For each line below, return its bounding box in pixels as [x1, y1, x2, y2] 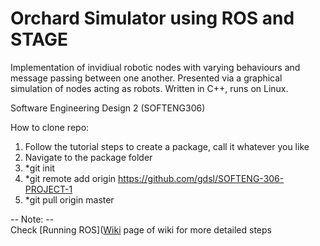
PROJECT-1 [24, 183, 73, 195]
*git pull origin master [24, 193, 115, 206]
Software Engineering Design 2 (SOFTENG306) [10, 102, 206, 114]
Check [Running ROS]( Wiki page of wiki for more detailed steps [10, 223, 272, 236]
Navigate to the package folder [24, 151, 153, 163]
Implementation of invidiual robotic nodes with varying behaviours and [10, 61, 301, 73]
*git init [24, 162, 55, 174]
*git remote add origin [24, 172, 117, 184]
